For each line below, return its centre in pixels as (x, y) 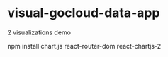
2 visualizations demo (39, 32)
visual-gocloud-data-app (84, 13)
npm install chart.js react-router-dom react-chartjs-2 (84, 46)
